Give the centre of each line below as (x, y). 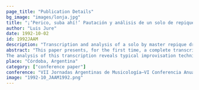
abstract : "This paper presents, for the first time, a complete (88, 50)
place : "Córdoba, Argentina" (42, 61)
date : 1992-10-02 (28, 34)
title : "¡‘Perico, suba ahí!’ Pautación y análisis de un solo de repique (100, 22)
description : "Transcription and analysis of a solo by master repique (96, 45)
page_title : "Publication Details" (50, 12)
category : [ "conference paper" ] (46, 67)
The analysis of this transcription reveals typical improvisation (91, 56)
